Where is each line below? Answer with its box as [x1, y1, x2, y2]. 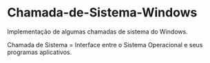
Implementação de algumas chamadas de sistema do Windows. [7, 27, 188, 36]
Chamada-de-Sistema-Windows [7, 5, 198, 21]
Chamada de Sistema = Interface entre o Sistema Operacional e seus [7, 40, 203, 49]
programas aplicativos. [7, 48, 72, 56]
